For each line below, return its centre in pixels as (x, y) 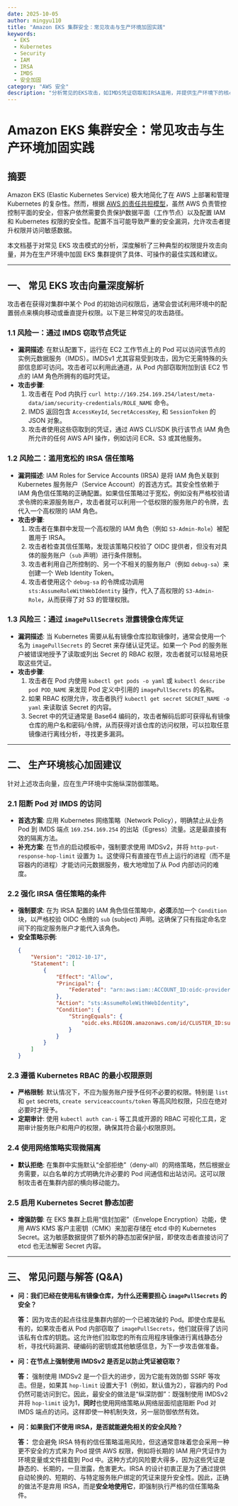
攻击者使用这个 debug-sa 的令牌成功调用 (86, 582)
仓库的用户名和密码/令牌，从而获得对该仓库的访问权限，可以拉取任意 (129, 725)
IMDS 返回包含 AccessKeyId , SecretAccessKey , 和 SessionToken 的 (122, 411)
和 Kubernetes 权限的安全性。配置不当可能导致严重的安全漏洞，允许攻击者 (116, 221)
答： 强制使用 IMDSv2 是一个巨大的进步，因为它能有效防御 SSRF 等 (116, 1376)
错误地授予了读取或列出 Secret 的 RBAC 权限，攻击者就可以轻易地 (126, 654)
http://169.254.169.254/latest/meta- (160, 394)
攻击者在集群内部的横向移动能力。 (74, 1183)
